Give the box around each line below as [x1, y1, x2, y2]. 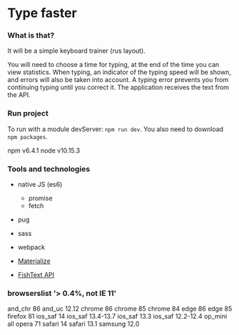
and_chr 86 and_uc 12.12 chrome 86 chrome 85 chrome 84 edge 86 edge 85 [7, 304, 233, 313]
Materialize [17, 257, 51, 265]
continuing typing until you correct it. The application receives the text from [7, 83, 230, 92]
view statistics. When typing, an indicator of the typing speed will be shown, [7, 68, 232, 76]
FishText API [17, 271, 55, 279]
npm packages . [7, 132, 48, 140]
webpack [17, 243, 45, 252]
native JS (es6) [17, 180, 63, 189]
